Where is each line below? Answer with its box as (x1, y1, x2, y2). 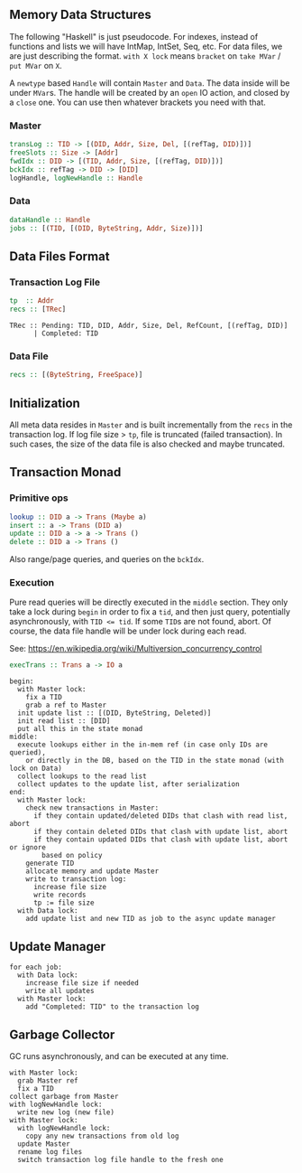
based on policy (41, 851, 103, 860)
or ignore (9, 843, 47, 852)
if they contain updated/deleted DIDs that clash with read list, (32, 812, 288, 821)
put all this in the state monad (17, 725, 143, 734)
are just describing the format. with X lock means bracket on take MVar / (9, 50, 281, 61)
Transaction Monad (9, 465, 122, 480)
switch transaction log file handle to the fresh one (17, 1155, 224, 1164)
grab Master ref (17, 1075, 78, 1085)
